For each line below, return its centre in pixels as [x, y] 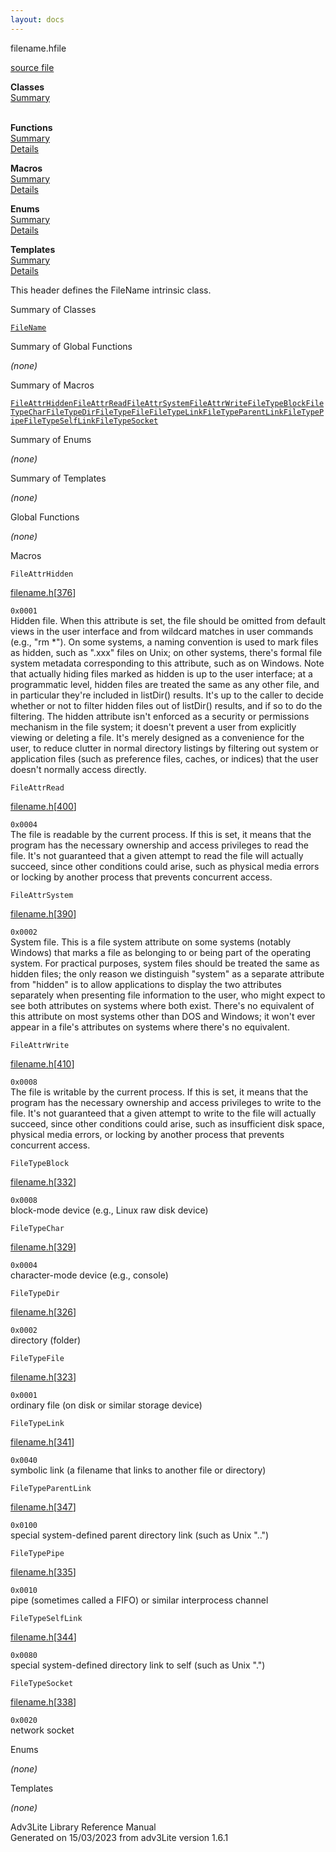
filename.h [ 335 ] [43, 1572]
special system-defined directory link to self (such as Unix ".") [138, 1665]
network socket [42, 1730]
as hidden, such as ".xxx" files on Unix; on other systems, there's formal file [166, 652]
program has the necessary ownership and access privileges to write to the [166, 1102]
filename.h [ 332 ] [43, 1182]
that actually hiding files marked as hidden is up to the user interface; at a [161, 673]
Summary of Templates [58, 478]
